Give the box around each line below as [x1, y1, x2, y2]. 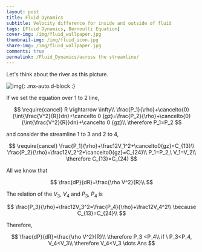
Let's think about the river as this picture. [6, 70, 109, 78]
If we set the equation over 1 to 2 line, [6, 94, 100, 101]
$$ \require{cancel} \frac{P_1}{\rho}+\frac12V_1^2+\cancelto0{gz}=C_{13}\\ [8, 142, 195, 149]
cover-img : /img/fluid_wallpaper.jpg [6, 31, 102, 38]
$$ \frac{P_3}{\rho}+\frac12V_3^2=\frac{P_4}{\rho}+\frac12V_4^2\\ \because [7, 204, 197, 211]
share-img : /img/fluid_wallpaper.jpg [6, 43, 102, 49]
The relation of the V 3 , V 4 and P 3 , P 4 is [6, 190, 103, 199]
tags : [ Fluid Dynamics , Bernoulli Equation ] [6, 25, 120, 32]
